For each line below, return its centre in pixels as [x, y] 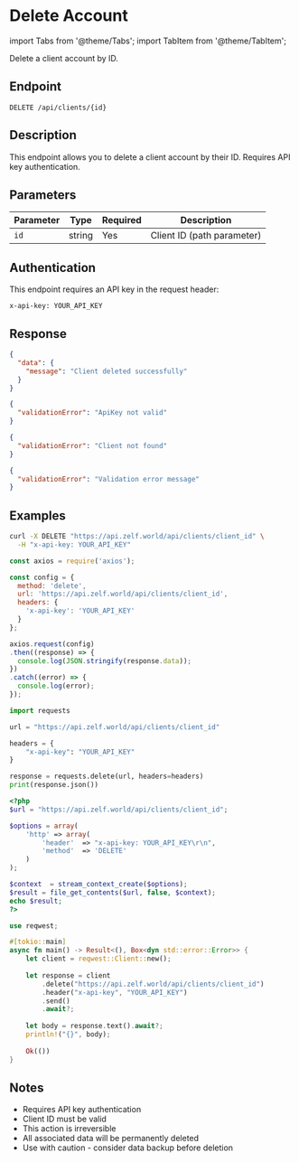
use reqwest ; [34, 926]
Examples [37, 515]
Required [121, 220]
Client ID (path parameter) [206, 236]
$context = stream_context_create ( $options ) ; [98, 885]
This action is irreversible [69, 1129]
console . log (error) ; [56, 686]
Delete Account [69, 16]
